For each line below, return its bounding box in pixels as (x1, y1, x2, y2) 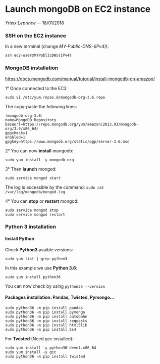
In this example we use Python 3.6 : (5, 265, 78, 271)
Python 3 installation (5, 224, 56, 230)
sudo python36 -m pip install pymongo (5, 310, 85, 315)
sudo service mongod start (5, 176, 61, 181)
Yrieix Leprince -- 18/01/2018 (5, 20, 64, 26)
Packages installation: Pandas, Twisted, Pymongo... (5, 294, 115, 300)
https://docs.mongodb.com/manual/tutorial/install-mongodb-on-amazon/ (5, 76, 155, 82)
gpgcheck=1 (5, 130, 28, 136)
